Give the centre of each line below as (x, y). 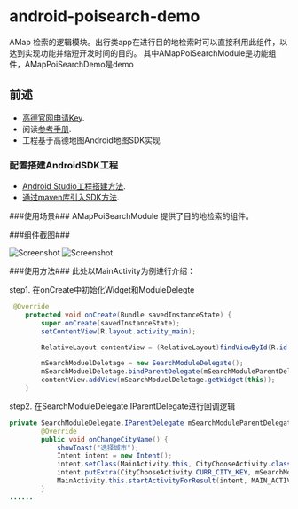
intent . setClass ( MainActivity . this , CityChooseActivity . (164, 464)
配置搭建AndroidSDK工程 (64, 165)
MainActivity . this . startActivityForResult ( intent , (152, 481)
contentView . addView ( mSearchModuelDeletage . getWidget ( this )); (158, 380)
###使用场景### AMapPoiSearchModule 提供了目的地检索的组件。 (132, 216)
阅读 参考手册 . (47, 129)
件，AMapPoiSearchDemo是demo (72, 64)
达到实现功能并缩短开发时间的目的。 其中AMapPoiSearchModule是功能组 (143, 53)
